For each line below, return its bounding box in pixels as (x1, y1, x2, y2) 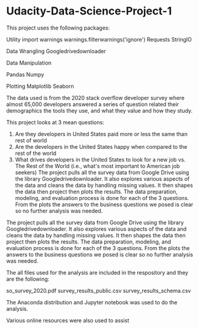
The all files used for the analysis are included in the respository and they (6, 269, 189, 276)
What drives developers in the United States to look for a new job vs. (14, 155, 186, 163)
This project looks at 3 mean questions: (6, 119, 104, 126)
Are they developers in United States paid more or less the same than (14, 130, 188, 137)
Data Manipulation (6, 59, 52, 66)
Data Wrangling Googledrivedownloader (6, 47, 107, 55)
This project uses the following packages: (6, 24, 110, 31)
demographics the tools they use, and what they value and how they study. (6, 107, 193, 114)
